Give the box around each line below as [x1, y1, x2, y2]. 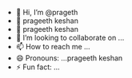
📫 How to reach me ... [15, 42, 90, 51]
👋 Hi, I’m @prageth [15, 8, 78, 17]
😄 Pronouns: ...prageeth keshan [15, 53, 123, 63]
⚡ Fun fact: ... [15, 62, 60, 72]
